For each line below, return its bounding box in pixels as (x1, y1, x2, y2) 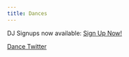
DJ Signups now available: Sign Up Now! (7, 29, 122, 37)
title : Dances (7, 10, 48, 17)
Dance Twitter (7, 42, 47, 50)
